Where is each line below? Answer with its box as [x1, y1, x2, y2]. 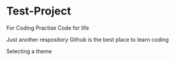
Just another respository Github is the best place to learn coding [6, 36, 169, 43]
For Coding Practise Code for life [6, 24, 89, 31]
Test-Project [6, 4, 72, 18]
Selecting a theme [6, 47, 52, 55]
